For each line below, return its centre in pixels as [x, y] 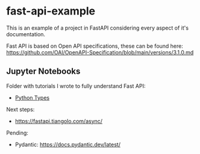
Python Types [32, 97]
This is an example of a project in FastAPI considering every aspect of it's [97, 28]
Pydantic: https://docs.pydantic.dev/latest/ [67, 144]
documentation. [26, 34]
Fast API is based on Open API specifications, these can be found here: [95, 46]
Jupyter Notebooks [43, 72]
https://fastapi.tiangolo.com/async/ [59, 121]
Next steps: [20, 109]
